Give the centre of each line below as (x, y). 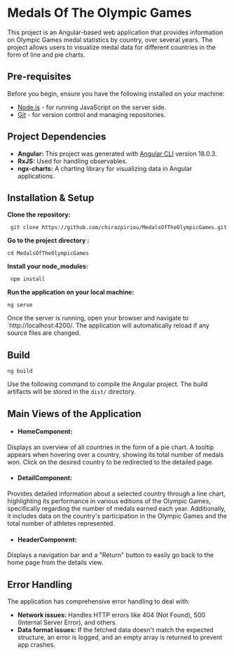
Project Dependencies (57, 137)
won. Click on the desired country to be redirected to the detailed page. (110, 462)
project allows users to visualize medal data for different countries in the (111, 47)
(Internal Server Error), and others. (67, 622)
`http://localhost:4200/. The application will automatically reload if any (109, 326)
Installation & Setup (51, 198)
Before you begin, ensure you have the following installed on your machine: (116, 93)
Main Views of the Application (74, 414)
